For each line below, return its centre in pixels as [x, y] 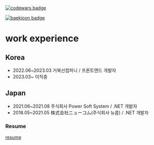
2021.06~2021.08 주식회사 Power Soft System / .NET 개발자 [75, 106]
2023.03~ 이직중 [30, 77]
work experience [42, 39]
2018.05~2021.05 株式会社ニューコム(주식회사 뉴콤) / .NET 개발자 [81, 112]
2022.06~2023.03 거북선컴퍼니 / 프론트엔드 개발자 [64, 70]
